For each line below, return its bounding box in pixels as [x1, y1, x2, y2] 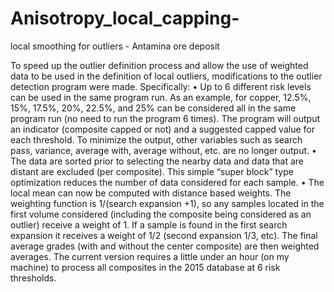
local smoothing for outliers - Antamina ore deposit [10, 40, 220, 52]
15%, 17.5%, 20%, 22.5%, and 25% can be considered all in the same [10, 102, 297, 114]
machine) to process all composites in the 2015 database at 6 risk [10, 261, 281, 273]
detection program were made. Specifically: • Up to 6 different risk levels [10, 80, 312, 92]
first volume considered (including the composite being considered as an [10, 208, 312, 220]
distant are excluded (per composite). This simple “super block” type [10, 165, 294, 177]
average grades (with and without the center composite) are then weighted [10, 240, 320, 252]
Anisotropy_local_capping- [10, 7, 240, 30]
